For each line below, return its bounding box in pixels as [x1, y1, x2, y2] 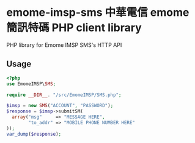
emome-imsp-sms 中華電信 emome [6, 5, 189, 19]
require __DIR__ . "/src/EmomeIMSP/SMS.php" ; [6, 92, 122, 98]
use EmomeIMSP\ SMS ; [6, 80, 56, 87]
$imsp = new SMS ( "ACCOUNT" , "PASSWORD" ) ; [6, 103, 114, 109]
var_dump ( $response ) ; [6, 131, 62, 137]
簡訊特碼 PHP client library [6, 21, 142, 35]
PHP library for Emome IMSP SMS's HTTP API [6, 41, 122, 49]
